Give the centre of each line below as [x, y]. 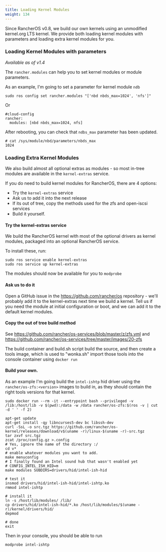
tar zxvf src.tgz [23, 435]
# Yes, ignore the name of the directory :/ [52, 444]
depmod [12, 513]
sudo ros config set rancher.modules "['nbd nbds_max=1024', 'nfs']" [78, 96]
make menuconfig [22, 457]
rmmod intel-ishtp [24, 487]
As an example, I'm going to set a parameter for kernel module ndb [73, 86]
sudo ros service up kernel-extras [42, 264]
